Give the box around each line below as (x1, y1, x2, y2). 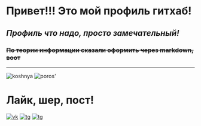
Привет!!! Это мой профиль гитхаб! (6, 4, 192, 18)
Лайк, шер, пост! (6, 94, 95, 107)
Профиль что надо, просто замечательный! (6, 28, 179, 38)
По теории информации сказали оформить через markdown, (6, 46, 194, 54)
